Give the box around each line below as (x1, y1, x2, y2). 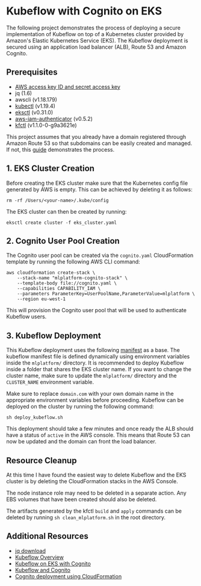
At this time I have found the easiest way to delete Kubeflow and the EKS (6, 471, 187, 478)
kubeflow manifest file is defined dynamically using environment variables (6, 353, 190, 360)
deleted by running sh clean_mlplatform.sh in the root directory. (6, 514, 165, 521)
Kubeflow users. (6, 313, 47, 320)
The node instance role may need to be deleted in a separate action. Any (6, 489, 187, 496)
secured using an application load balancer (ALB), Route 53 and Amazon (6, 43, 187, 51)
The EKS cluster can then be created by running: (6, 208, 127, 215)
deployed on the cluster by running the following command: (6, 403, 155, 410)
